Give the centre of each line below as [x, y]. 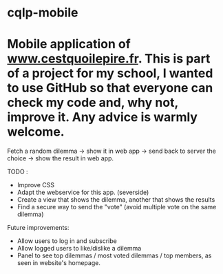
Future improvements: [38, 228]
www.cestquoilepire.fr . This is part [109, 59]
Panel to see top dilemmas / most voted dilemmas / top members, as [114, 255]
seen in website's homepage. [59, 263]
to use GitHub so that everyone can [110, 88]
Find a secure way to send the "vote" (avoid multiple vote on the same [117, 207]
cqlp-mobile [43, 13]
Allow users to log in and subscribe [67, 241]
